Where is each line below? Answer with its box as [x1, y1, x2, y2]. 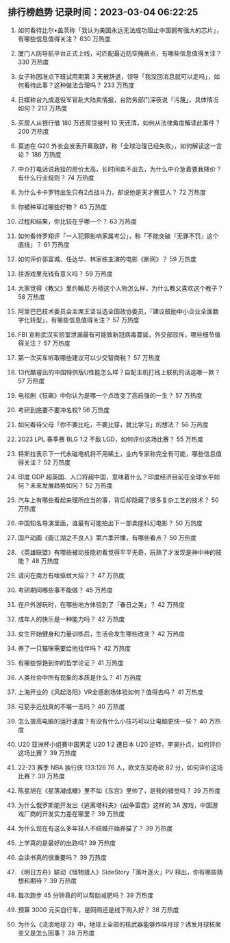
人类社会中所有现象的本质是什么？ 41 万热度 [17, 673, 142, 681]
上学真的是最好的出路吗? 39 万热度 [17, 839, 116, 847]
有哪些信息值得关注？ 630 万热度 [17, 34, 111, 43]
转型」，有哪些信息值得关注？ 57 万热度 [29, 315, 140, 324]
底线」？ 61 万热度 [17, 240, 71, 248]
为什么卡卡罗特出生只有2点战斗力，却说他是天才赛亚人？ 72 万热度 [17, 188, 206, 196]
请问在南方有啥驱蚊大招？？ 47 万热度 [17, 571, 125, 580]
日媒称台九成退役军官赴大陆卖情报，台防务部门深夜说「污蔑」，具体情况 [17, 95, 219, 104]
